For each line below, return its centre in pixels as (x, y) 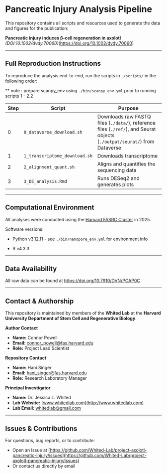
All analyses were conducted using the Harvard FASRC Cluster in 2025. (78, 219)
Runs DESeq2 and (119, 178)
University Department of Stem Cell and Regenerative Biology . (71, 318)
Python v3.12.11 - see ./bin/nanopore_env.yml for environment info (80, 239)
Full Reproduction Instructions (53, 64)
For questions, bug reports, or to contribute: (50, 440)
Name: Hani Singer (32, 368)
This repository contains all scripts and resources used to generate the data (83, 23)
